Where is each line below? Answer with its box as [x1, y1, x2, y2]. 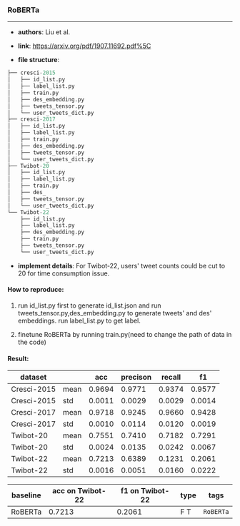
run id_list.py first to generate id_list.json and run [17, 301, 162, 310]
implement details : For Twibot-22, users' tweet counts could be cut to [17, 261, 226, 270]
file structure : [17, 56, 59, 64]
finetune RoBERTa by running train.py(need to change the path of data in [17, 330, 232, 338]
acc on [52, 486, 76, 496]
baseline [11, 490, 41, 500]
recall [161, 373, 181, 383]
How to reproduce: [7, 285, 64, 294]
